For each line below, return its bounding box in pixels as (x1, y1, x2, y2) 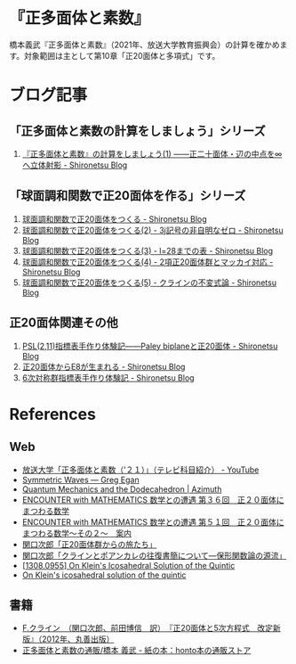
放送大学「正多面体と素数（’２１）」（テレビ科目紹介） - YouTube (21, 464, 260, 475)
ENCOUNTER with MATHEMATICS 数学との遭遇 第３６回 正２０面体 (21, 494, 277, 504)
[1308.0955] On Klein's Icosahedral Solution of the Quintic (21, 560, 236, 570)
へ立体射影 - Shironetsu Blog (21, 160, 128, 170)
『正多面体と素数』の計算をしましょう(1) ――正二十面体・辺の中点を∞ (21, 148, 283, 159)
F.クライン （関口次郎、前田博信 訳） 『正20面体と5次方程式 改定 (21, 623, 274, 634)
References (9, 404, 96, 424)
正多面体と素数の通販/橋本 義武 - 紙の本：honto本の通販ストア (21, 645, 252, 656)
